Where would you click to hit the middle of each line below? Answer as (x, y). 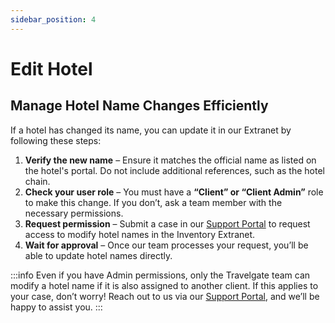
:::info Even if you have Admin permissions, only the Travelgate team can (160, 275)
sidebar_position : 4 (53, 19)
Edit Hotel (51, 68)
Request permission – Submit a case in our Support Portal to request (167, 223)
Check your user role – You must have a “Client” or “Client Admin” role (174, 192)
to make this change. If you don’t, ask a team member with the (153, 202)
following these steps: (56, 140)
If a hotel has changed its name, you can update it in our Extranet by (151, 130)
